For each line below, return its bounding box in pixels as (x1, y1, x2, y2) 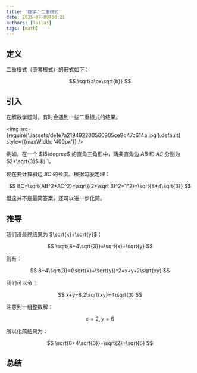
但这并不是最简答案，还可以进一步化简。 (6, 194, 105, 201)
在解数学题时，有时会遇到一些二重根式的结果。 (6, 113, 121, 120)
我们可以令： (6, 279, 37, 286)
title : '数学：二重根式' (6, 8, 61, 15)
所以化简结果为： (6, 327, 48, 334)
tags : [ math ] (6, 25, 39, 32)
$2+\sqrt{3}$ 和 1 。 (6, 157, 55, 164)
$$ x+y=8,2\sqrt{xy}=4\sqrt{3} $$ (57, 291, 143, 298)
